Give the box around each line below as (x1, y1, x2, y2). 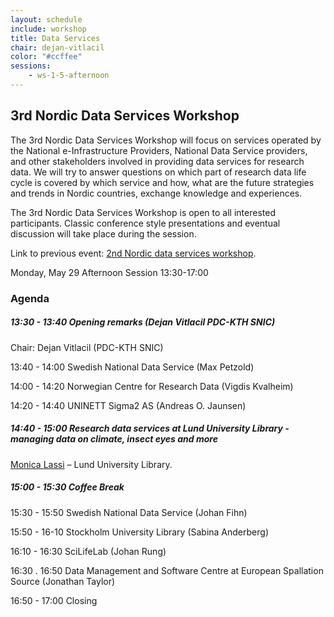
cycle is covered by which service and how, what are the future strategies (10, 176, 315, 188)
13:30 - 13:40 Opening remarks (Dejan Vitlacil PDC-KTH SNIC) (10, 316, 276, 328)
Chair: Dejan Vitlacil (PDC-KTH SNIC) (10, 341, 164, 353)
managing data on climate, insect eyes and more (10, 433, 218, 445)
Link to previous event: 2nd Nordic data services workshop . (10, 247, 257, 259)
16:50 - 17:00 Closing (10, 594, 98, 606)
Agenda (10, 291, 50, 305)
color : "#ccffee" (10, 52, 83, 62)
